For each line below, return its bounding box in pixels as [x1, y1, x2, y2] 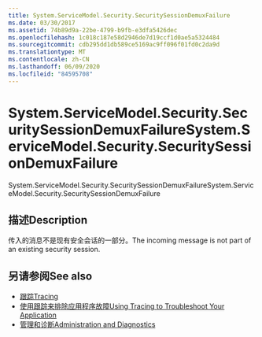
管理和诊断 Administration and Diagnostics [19, 320, 156, 329]
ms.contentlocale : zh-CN [8, 56, 90, 64]
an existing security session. [8, 245, 101, 254]
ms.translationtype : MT [8, 48, 87, 56]
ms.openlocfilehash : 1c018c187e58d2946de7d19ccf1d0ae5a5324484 [8, 33, 220, 42]
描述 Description [8, 213, 88, 227]
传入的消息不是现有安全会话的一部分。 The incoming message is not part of [8, 235, 252, 245]
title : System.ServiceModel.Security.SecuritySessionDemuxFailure [8, 11, 231, 20]
